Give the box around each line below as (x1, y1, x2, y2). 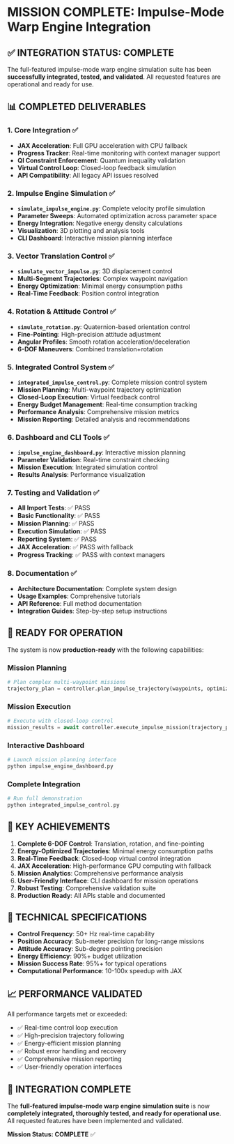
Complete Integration (7, 779, 81, 788)
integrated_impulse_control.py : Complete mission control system (17, 378, 208, 386)
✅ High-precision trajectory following (17, 1031, 125, 1039)
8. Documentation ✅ (7, 569, 77, 579)
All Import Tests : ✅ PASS (17, 503, 91, 512)
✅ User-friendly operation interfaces (17, 1062, 123, 1071)
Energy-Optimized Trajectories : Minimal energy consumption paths (17, 846, 214, 855)
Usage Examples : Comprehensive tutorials (17, 592, 141, 600)
